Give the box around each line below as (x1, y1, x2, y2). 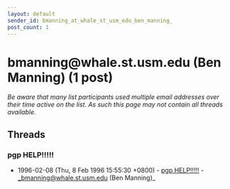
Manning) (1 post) (7, 69, 114, 85)
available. (7, 108, 37, 117)
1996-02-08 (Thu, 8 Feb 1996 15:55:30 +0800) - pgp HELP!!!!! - (17, 166, 204, 174)
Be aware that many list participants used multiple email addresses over (7, 93, 220, 102)
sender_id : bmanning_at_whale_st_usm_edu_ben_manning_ (7, 17, 173, 24)
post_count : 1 (7, 23, 50, 31)
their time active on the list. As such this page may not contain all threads (7, 100, 224, 109)
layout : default (7, 10, 55, 18)
